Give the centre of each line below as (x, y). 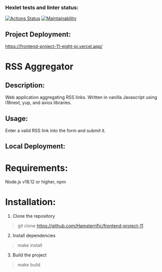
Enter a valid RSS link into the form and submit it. (56, 130)
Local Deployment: (35, 147)
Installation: (31, 202)
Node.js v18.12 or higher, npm (36, 182)
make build (29, 265)
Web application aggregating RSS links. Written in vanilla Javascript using (81, 98)
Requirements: (37, 168)
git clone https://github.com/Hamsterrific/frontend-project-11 (80, 226)
